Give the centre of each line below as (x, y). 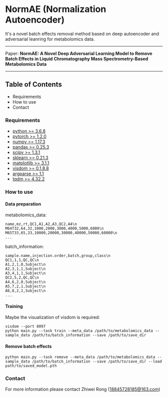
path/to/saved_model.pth (31, 366)
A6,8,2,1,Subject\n (25, 291)
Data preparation (23, 204)
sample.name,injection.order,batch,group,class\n (58, 256)
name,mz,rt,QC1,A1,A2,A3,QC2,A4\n (41, 224)
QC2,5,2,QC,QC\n (22, 278)
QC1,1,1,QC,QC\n (22, 260)
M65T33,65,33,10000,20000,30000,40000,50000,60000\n (61, 233)
